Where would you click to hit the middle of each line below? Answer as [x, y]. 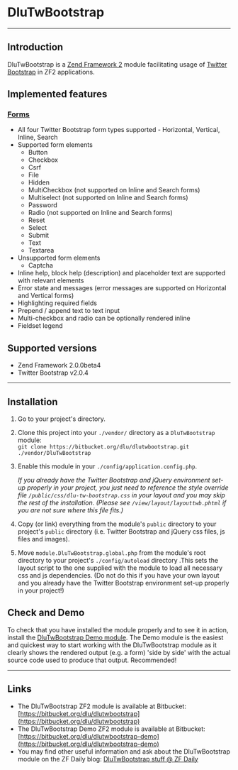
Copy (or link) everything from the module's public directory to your [117, 524]
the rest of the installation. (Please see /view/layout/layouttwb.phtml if [122, 503]
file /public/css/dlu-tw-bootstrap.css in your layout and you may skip [121, 495]
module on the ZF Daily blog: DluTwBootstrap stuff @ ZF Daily [108, 759]
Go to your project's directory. [62, 419]
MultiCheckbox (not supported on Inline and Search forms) [114, 190]
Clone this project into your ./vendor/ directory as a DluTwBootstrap [116, 433]
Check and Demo [46, 613]
